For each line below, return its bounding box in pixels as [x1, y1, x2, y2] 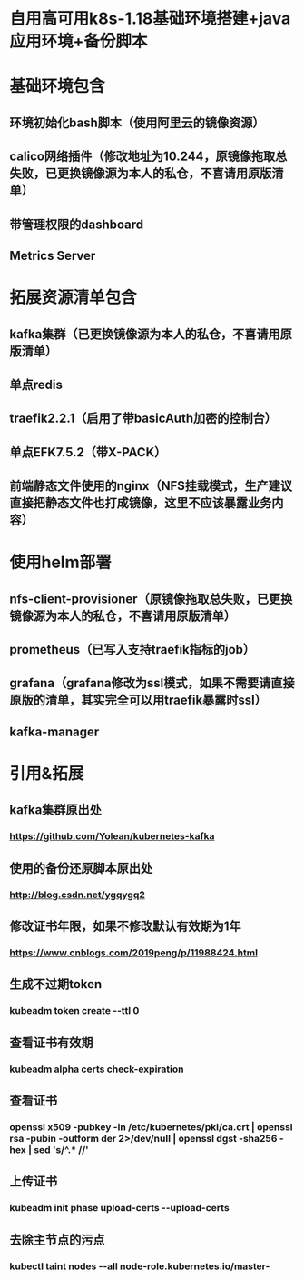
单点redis [9, 376, 64, 392]
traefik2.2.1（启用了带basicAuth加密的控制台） [9, 411, 278, 426]
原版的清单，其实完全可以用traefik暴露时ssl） [9, 693, 268, 708]
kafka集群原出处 [9, 802, 103, 818]
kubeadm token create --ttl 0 [9, 1005, 140, 1017]
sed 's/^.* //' [33, 1143, 89, 1155]
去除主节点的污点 [9, 1232, 105, 1247]
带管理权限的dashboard [9, 216, 144, 232]
